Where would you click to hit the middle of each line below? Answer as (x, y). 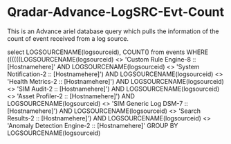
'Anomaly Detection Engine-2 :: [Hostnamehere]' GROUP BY (93, 125)
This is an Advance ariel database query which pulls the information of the (113, 31)
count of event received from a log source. (68, 38)
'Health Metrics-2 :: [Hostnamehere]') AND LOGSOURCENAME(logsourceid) (116, 81)
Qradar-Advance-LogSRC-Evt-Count (116, 12)
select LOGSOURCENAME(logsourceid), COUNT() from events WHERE (108, 52)
